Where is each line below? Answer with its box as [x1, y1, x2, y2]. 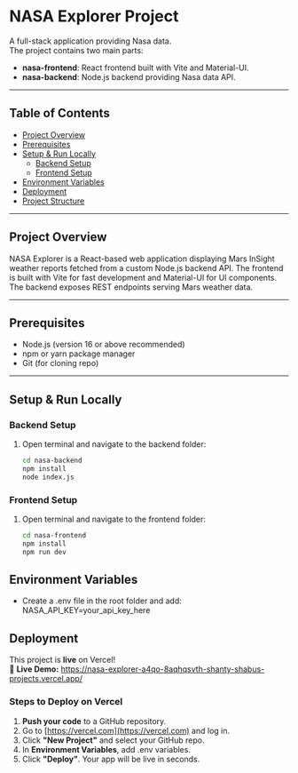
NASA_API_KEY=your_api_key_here [21, 605, 151, 616]
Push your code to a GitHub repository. [21, 715, 167, 726]
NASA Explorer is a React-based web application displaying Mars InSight [9, 253, 275, 264]
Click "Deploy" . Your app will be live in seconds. [21, 753, 200, 764]
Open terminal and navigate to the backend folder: [21, 439, 207, 450]
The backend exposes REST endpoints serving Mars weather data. [9, 282, 254, 292]
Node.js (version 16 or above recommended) [21, 339, 185, 350]
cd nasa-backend [21, 456, 82, 466]
